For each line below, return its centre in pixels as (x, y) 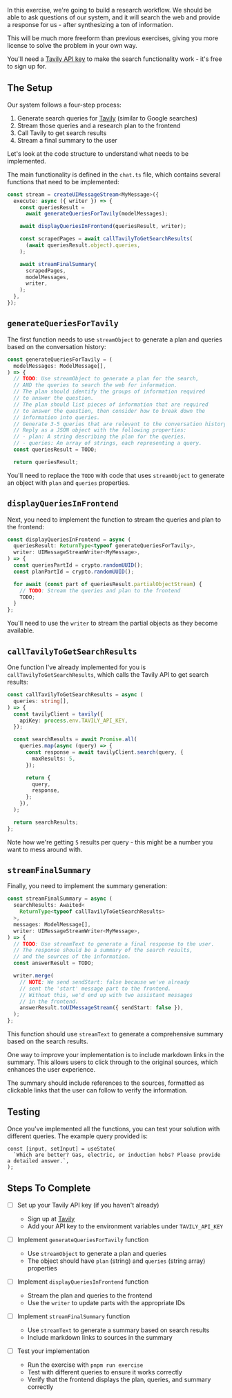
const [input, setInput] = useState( (61, 1149)
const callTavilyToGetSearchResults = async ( (75, 695)
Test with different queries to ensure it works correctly (105, 1372)
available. (21, 630)
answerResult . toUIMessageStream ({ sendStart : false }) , (102, 1008)
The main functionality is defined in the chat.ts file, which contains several (114, 174)
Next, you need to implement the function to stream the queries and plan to (114, 520)
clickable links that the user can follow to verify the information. (97, 1090)
